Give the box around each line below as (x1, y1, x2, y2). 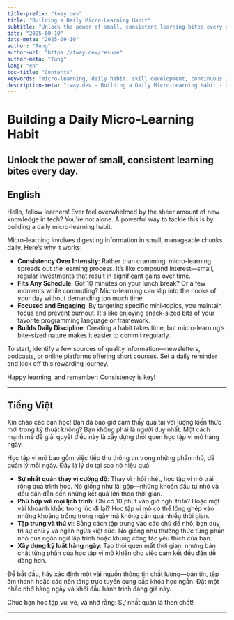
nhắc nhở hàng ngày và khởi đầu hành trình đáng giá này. (7, 584, 172, 593)
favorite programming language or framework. (17, 316, 151, 325)
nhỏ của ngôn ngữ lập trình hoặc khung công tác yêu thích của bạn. (17, 534, 212, 542)
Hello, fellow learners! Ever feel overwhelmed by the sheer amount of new (7, 207, 220, 216)
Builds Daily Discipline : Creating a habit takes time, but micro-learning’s (17, 323, 225, 332)
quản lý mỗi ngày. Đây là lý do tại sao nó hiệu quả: (7, 462, 151, 470)
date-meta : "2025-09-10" (7, 36, 79, 43)
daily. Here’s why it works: (7, 243, 82, 251)
